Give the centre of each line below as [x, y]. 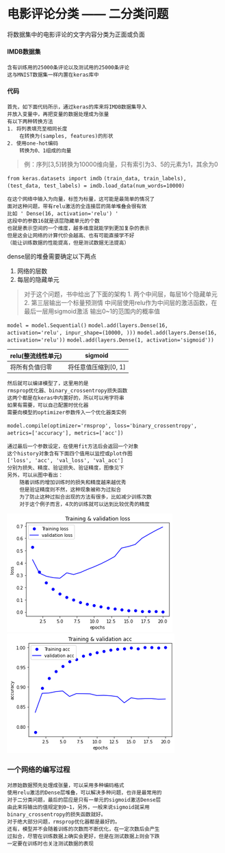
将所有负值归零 [31, 367]
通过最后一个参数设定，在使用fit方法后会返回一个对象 [73, 446]
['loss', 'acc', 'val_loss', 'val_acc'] [66, 460]
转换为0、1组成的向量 [45, 151]
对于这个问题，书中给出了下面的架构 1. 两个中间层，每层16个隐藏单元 [120, 294]
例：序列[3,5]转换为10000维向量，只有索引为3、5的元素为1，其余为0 [121, 165]
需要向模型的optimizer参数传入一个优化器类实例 [67, 412]
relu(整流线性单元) [36, 356]
